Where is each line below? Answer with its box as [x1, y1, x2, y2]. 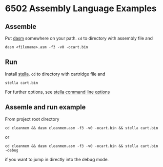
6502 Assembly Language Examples [5, 3, 157, 14]
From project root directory [5, 116, 60, 122]
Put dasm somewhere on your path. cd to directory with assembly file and [5, 35, 153, 41]
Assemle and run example [5, 103, 86, 111]
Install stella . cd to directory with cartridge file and [5, 71, 106, 77]
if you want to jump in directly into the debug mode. [5, 156, 109, 162]
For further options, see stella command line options [5, 89, 110, 95]
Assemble [5, 22, 37, 31]
